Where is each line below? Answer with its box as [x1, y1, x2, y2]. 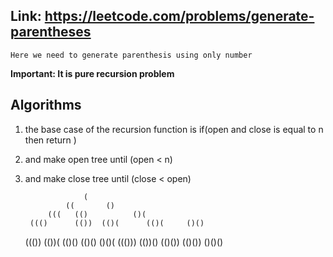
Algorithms [10, 97, 82, 114]
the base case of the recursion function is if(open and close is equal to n [24, 123, 324, 135]
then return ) [24, 134, 77, 146]
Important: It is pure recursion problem [10, 67, 175, 79]
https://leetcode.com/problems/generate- [44, 8, 315, 25]
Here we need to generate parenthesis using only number [10, 50, 253, 60]
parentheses [10, 24, 92, 41]
